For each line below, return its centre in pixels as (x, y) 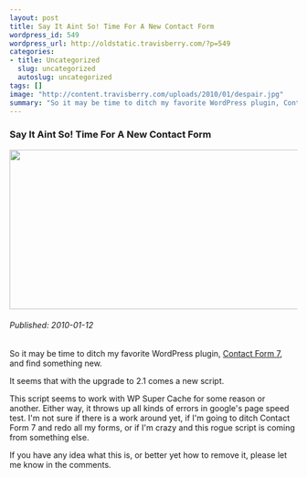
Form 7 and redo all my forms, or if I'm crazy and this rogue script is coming (152, 427)
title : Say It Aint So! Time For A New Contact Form (112, 26)
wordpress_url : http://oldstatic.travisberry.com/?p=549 (120, 43)
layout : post (34, 18)
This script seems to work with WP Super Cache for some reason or (138, 399)
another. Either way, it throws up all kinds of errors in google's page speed (149, 408)
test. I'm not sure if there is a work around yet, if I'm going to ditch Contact (150, 418)
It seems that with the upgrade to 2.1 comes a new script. (117, 380)
